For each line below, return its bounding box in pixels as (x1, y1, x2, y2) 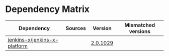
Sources (65, 24, 87, 31)
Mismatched (124, 21, 155, 28)
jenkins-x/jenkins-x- (8, 36, 59, 43)
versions (129, 27, 151, 34)
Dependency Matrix (5, 3, 90, 15)
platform (8, 42, 28, 49)
